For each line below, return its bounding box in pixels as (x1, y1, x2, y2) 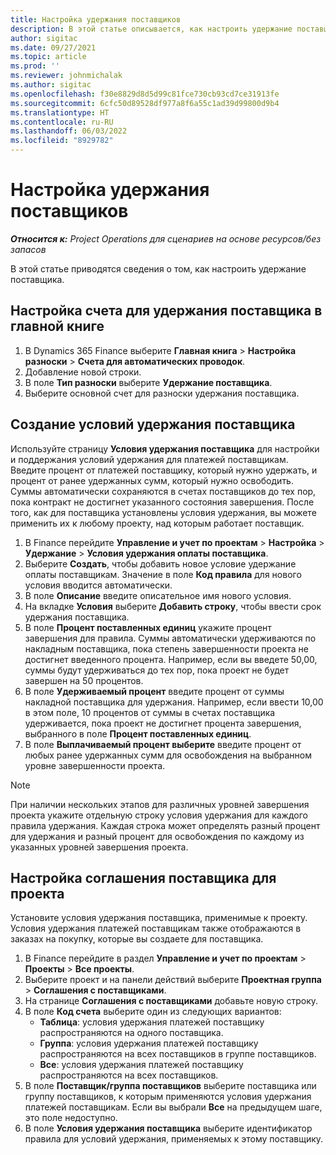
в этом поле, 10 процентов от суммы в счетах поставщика (24, 706, 276, 718)
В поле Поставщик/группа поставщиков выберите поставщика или (24, 1080, 317, 1092)
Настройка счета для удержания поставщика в (10, 302, 323, 320)
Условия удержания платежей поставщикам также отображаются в (10, 922, 302, 935)
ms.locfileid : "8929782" (10, 136, 114, 146)
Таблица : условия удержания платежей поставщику (39, 1016, 265, 1028)
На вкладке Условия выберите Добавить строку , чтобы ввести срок (24, 600, 322, 612)
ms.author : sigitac (10, 80, 92, 90)
